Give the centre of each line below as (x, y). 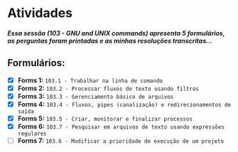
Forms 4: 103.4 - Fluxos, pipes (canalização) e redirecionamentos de (124, 104)
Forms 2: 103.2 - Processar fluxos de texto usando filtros (108, 88)
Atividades (40, 13)
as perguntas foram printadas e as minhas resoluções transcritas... (110, 40)
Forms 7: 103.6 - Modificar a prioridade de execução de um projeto (121, 141)
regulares (32, 134)
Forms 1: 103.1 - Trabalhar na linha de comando (90, 80)
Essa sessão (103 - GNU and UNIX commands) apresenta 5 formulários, (116, 33)
